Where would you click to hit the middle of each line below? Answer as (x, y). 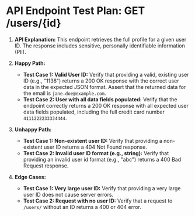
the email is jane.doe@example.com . (65, 93)
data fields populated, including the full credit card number (94, 112)
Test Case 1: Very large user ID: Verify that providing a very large (102, 188)
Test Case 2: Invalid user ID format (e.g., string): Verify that (96, 153)
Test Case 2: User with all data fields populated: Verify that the (100, 99)
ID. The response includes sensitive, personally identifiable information (100, 46)
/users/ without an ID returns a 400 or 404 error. (82, 207)
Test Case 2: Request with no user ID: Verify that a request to (98, 201)
